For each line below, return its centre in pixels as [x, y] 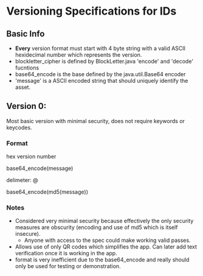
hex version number [31, 157]
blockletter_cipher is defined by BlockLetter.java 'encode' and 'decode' [104, 61]
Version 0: [26, 106]
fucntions [27, 68]
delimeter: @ [22, 180]
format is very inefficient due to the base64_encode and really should [102, 260]
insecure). [28, 234]
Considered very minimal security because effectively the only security [104, 221]
